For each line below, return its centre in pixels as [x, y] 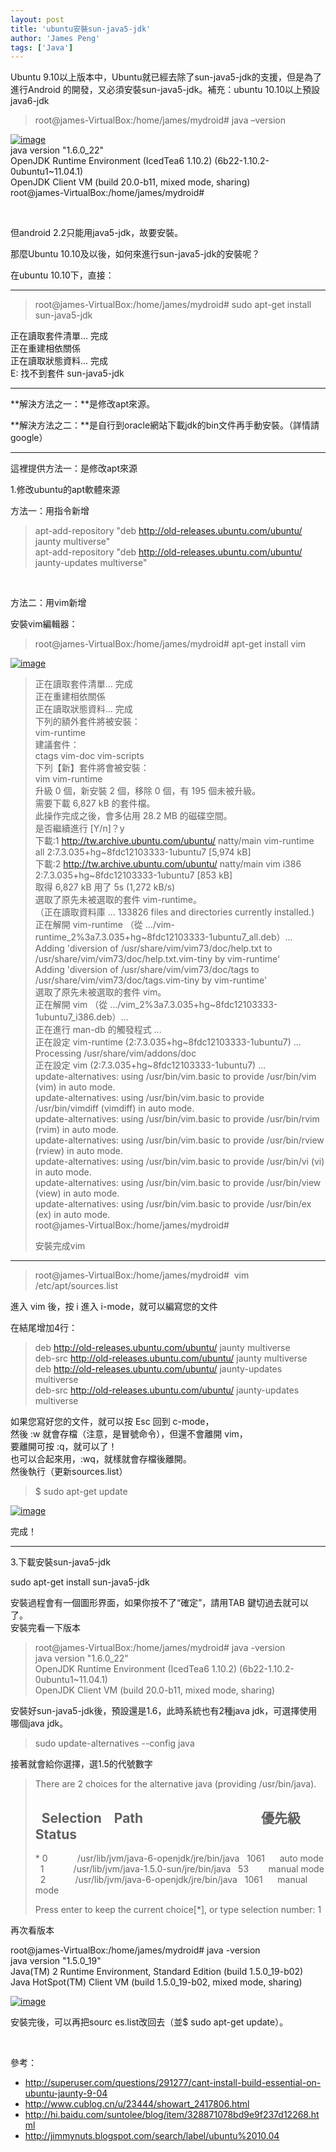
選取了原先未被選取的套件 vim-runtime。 [118, 900]
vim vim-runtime [68, 779]
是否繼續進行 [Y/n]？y [79, 828]
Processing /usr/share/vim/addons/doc [115, 1053]
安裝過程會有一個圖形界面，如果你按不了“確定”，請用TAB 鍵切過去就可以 [159, 1603]
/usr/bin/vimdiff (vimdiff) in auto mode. [114, 1108]
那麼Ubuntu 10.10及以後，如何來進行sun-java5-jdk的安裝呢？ [135, 254]
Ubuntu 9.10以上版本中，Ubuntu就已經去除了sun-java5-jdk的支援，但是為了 [166, 77]
